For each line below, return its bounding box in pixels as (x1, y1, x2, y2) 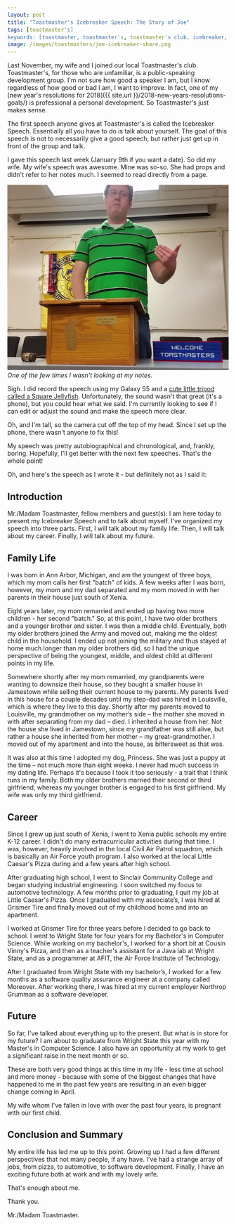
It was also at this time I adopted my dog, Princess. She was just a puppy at (7, 754, 226, 762)
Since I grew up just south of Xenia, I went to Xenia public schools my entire (7, 830, 227, 838)
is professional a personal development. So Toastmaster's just (29, 98, 209, 107)
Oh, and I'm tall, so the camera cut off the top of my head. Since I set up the (7, 421, 227, 429)
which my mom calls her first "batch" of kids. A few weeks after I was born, (7, 578, 226, 587)
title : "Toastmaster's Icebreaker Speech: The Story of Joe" (7, 18, 190, 26)
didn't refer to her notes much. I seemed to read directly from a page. (7, 171, 209, 179)
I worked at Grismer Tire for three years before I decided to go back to (7, 924, 211, 932)
